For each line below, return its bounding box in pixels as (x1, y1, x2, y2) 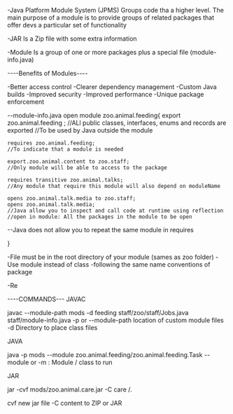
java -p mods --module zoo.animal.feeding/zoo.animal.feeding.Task (7, 351, 203, 359)
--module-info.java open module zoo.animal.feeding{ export (7, 112, 181, 119)
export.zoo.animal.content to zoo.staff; (7, 158, 130, 165)
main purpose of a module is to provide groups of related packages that (7, 13, 215, 22)
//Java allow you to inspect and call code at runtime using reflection (7, 207, 224, 214)
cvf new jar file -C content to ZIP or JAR (7, 399, 122, 407)
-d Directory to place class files (7, 323, 98, 332)
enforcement (7, 98, 45, 106)
